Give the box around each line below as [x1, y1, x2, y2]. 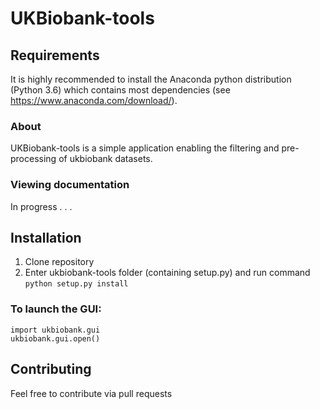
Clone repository [24, 256, 95, 268]
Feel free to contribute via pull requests [10, 387, 173, 399]
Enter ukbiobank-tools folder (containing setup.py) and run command [24, 267, 311, 279]
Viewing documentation [10, 178, 130, 192]
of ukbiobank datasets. [58, 153, 153, 165]
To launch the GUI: [10, 302, 102, 316]
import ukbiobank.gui [10, 325, 101, 335]
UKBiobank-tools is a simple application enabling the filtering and [10, 142, 280, 154]
